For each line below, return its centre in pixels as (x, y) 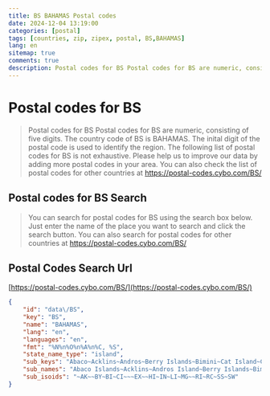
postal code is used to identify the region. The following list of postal (141, 147)
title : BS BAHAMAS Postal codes (62, 16)
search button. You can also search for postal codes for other (130, 235)
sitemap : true (32, 53)
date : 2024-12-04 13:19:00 (53, 23)
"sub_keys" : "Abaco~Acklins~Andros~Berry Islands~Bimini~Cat (127, 362)
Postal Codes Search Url (70, 268)
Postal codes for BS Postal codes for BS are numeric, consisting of (138, 130)
